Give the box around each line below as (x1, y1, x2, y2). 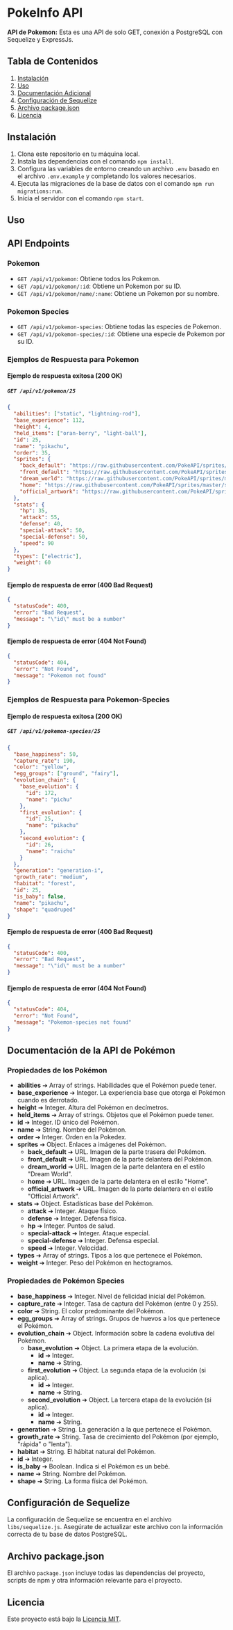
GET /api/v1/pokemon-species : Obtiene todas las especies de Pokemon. (17, 322, 222, 331)
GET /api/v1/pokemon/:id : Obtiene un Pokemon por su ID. (17, 282, 182, 290)
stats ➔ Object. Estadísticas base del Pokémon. (17, 1199, 154, 1208)
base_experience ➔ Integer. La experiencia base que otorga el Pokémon (17, 1089, 225, 1097)
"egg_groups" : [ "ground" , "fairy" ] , (13, 770, 119, 777)
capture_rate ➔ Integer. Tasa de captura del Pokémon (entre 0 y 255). (17, 1299, 218, 1308)
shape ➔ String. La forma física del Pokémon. (17, 1477, 148, 1485)
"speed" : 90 (19, 539, 54, 547)
